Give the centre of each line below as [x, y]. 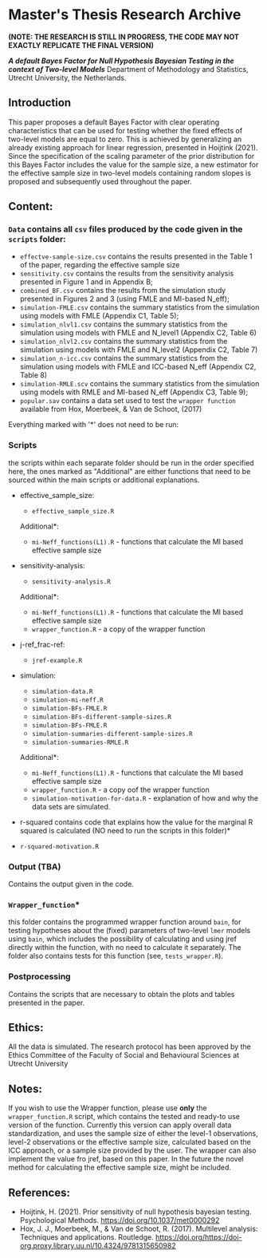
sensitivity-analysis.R [71, 582]
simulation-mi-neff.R [67, 700]
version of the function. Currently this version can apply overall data [120, 1125]
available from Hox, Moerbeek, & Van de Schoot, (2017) [111, 409]
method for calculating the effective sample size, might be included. [120, 1168]
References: [39, 1192]
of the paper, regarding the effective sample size [100, 265]
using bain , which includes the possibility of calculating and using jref [123, 939]
